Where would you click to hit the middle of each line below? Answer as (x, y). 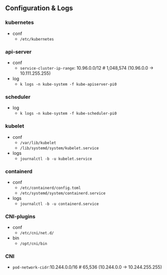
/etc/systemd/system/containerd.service (63, 193)
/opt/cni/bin (34, 244)
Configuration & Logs (39, 8)
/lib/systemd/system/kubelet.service (59, 148)
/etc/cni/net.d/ (37, 233)
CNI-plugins (20, 216)
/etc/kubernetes (37, 39)
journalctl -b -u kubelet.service (56, 159)
